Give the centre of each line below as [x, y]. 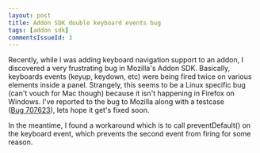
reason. [21, 142]
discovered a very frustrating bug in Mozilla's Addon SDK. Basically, [119, 69]
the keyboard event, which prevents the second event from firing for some [130, 134]
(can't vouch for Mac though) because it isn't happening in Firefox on [122, 93]
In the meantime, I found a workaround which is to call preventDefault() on [130, 125]
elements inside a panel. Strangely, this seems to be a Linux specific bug [127, 85]
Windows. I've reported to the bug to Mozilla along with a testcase [116, 102]
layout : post [30, 15]
